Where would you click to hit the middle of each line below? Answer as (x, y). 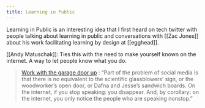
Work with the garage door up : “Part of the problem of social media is (110, 72)
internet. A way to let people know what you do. (67, 60)
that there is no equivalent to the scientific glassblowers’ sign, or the (107, 79)
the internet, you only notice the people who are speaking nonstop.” (107, 98)
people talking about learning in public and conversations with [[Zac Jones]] (102, 36)
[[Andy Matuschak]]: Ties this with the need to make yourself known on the (101, 54)
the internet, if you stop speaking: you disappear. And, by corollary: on (110, 92)
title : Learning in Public (41, 12)
